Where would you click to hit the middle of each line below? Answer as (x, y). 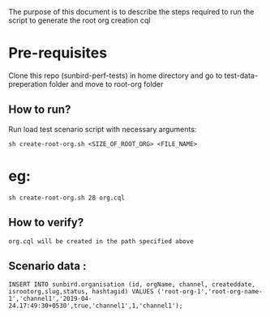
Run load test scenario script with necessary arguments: (103, 129)
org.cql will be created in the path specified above (101, 241)
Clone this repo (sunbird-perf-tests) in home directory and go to (116, 75)
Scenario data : (47, 266)
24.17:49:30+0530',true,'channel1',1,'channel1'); (96, 306)
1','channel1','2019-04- (50, 299)
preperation (28, 84)
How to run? (40, 110)
